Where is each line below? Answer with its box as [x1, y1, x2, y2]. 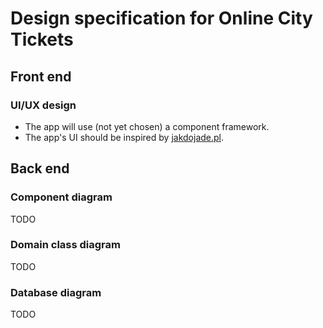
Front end [10, 68, 72, 85]
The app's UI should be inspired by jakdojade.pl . [24, 131, 225, 143]
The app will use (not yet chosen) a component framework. [24, 120, 270, 132]
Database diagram [10, 285, 102, 299]
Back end [10, 160, 70, 177]
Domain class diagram [10, 238, 121, 252]
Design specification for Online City [10, 7, 313, 30]
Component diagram [10, 190, 113, 204]
